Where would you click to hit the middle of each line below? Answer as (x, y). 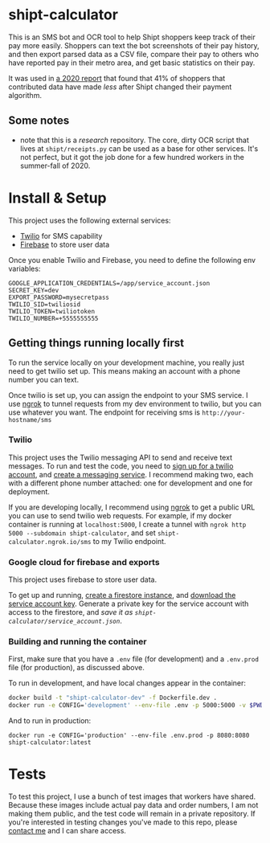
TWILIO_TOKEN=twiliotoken (51, 311)
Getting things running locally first (96, 343)
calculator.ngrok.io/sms (50, 542)
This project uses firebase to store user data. (83, 579)
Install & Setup (57, 198)
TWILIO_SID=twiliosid (45, 304)
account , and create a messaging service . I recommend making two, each (131, 474)
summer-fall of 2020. (55, 166)
